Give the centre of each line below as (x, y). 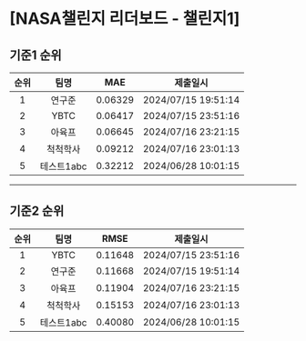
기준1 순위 (36, 55)
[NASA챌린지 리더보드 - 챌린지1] (125, 19)
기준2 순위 (37, 211)
